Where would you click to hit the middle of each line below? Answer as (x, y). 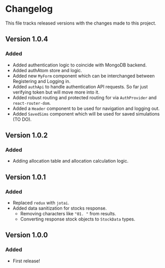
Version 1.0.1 (26, 177)
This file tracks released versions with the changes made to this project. (81, 23)
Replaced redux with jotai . (41, 203)
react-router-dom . (32, 103)
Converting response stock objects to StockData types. (78, 219)
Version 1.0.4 (27, 39)
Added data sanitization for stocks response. (60, 208)
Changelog (29, 9)
